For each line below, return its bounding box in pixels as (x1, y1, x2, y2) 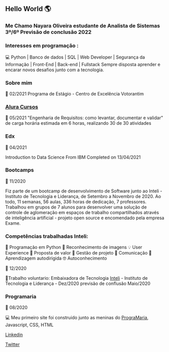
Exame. (5, 220, 21, 226)
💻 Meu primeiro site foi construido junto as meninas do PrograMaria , (5, 315, 149, 321)
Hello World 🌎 (5, 5, 51, 13)
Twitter (5, 341, 20, 347)
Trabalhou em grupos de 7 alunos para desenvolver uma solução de (5, 204, 147, 210)
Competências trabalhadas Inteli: (5, 232, 89, 239)
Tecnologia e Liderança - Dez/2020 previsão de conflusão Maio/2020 (5, 280, 150, 287)
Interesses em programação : (5, 42, 79, 49)
